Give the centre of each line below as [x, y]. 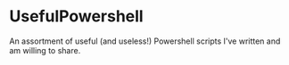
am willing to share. [45, 50]
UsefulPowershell [77, 16]
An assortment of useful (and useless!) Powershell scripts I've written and [145, 41]
